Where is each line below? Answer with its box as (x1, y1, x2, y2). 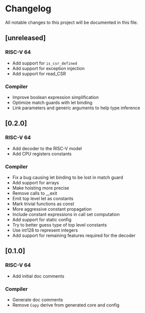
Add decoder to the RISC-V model (12, 145, 82, 152)
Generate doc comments (12, 297, 63, 303)
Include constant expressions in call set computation (12, 211, 120, 217)
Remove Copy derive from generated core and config (12, 302, 120, 308)
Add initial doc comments (12, 273, 64, 279)
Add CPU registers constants (12, 151, 72, 156)
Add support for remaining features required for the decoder (12, 232, 136, 238)
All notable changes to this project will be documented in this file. (5, 19, 139, 25)
